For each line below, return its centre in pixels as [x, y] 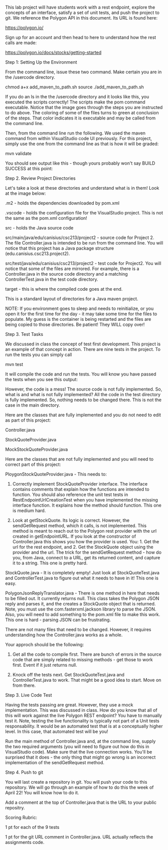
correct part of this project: [33, 464]
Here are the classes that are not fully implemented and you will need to [79, 459]
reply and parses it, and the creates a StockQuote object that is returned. [80, 604]
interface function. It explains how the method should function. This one [87, 505]
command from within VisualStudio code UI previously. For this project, [78, 138]
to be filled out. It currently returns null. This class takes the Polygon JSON [82, 598]
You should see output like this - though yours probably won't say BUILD [80, 163]
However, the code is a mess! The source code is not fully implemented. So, [84, 389]
